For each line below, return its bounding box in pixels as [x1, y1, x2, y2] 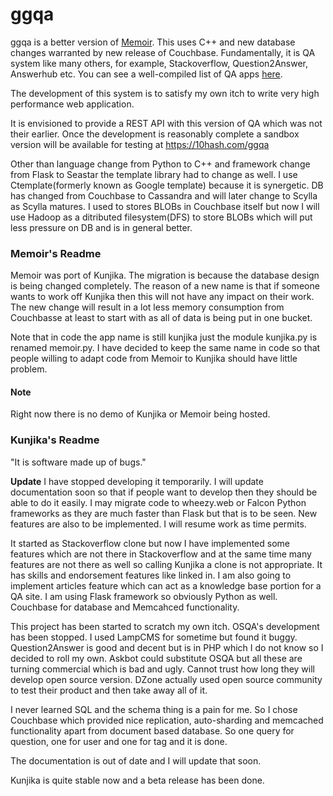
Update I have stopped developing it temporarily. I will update [10, 475, 264, 487]
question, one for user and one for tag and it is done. [10, 735, 228, 747]
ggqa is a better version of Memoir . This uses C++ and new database [10, 36, 296, 48]
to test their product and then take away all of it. [10, 684, 208, 696]
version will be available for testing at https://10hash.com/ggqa [10, 138, 270, 150]
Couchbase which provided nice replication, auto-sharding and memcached [10, 714, 324, 726]
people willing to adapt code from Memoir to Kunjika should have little [10, 353, 298, 365]
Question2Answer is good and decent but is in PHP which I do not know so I [10, 641, 324, 653]
